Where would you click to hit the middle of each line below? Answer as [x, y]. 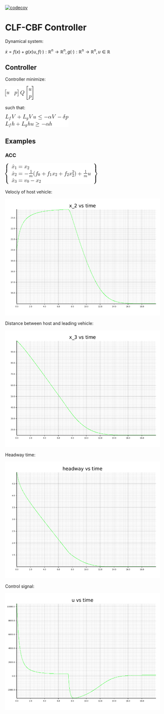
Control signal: [20, 586]
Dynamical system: [24, 41]
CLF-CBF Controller [46, 28]
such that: [15, 108]
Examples [20, 141]
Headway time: [20, 455]
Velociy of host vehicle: [29, 192]
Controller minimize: [25, 79]
